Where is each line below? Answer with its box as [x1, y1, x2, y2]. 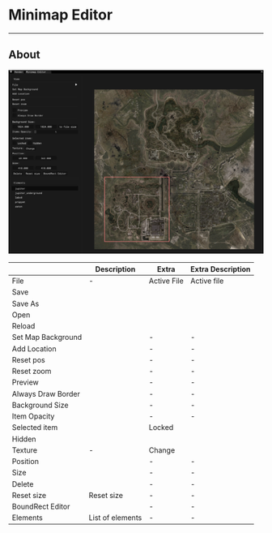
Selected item [11, 423, 58, 432]
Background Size [11, 400, 69, 410]
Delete [11, 479, 34, 488]
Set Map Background [11, 333, 83, 342]
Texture [11, 445, 38, 455]
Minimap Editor [8, 6, 113, 24]
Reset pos [11, 355, 46, 364]
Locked [148, 423, 174, 432]
